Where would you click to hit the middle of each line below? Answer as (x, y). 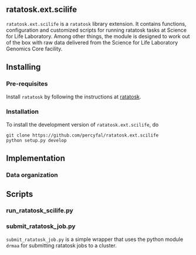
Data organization (32, 175)
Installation (23, 112)
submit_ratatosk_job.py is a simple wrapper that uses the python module (95, 239)
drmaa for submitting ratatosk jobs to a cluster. (62, 245)
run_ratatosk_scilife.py (40, 210)
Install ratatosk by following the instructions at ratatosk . (74, 97)
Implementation (36, 159)
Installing (23, 67)
